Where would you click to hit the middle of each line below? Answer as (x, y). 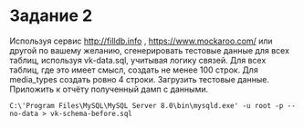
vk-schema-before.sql (91, 113)
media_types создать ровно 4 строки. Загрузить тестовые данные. (139, 79)
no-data (24, 113)
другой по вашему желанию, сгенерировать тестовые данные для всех (150, 50)
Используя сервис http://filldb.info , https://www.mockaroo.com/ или (141, 41)
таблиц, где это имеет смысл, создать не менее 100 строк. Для (134, 70)
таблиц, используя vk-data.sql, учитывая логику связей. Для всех (138, 60)
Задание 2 (51, 16)
